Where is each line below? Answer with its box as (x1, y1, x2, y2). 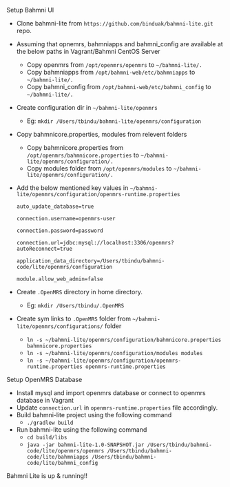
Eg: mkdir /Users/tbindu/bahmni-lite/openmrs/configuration (26, 117, 201, 125)
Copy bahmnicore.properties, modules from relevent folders (16, 131, 187, 138)
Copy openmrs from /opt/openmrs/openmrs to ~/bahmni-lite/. (26, 61, 202, 68)
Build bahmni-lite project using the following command (16, 411, 172, 419)
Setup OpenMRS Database (6, 376, 83, 383)
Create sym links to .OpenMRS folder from (16, 314, 132, 323)
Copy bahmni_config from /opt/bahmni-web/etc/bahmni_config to (26, 83, 211, 90)
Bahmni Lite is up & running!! (6, 472, 87, 479)
